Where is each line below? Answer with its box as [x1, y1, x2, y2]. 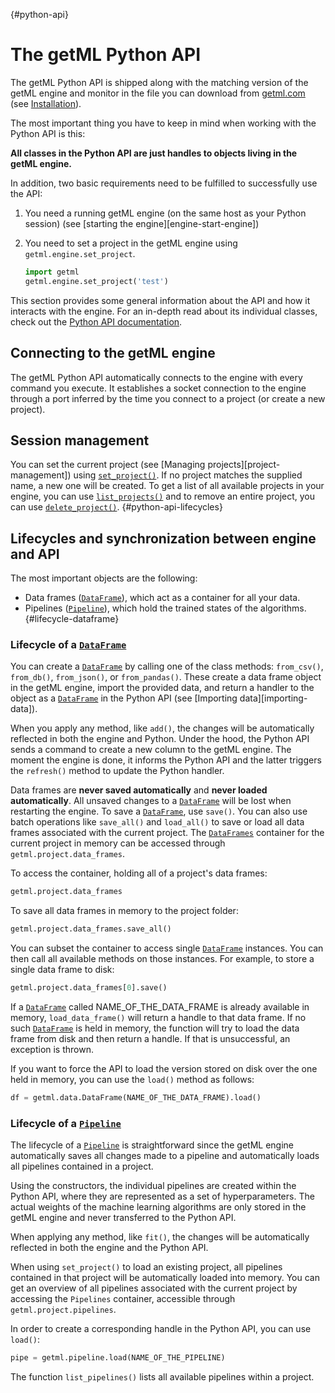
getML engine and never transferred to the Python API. [10, 1212, 237, 1224]
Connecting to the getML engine [10, 345, 216, 362]
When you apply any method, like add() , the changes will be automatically [10, 722, 315, 734]
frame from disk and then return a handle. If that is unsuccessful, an [10, 1033, 291, 1045]
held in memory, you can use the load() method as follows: [10, 1074, 255, 1086]
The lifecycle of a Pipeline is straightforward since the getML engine [10, 1139, 294, 1151]
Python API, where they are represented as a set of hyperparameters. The [10, 1190, 315, 1203]
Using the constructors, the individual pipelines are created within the [10, 1180, 297, 1192]
